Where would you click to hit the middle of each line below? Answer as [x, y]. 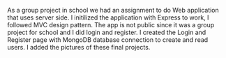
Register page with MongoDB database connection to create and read [108, 40]
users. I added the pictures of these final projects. [79, 47]
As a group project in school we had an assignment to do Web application [113, 10]
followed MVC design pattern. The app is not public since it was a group [111, 25]
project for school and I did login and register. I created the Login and [107, 32]
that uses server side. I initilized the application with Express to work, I [108, 17]
